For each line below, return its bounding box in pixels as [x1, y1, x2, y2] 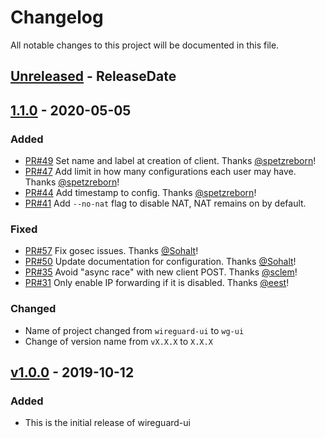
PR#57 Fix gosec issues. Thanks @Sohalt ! [24, 245, 199, 257]
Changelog [10, 6, 104, 29]
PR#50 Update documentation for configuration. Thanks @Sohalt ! [24, 256, 297, 268]
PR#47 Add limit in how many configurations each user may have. [24, 166, 297, 178]
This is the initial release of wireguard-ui [24, 417, 191, 429]
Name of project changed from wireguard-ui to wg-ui [24, 324, 245, 336]
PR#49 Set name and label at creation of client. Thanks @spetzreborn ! [24, 155, 317, 167]
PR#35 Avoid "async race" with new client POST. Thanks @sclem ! [24, 266, 298, 278]
